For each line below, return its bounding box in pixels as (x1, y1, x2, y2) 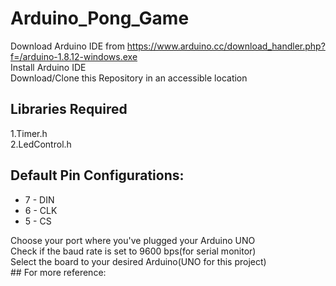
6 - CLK (24, 204, 58, 216)
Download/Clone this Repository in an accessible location (10, 72, 248, 84)
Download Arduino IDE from (10, 40, 125, 52)
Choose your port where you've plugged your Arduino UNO (10, 234, 256, 246)
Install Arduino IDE (10, 61, 87, 73)
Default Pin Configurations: (10, 167, 185, 184)
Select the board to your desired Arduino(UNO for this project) (10, 255, 267, 267)
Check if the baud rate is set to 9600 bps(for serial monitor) (10, 245, 257, 257)
